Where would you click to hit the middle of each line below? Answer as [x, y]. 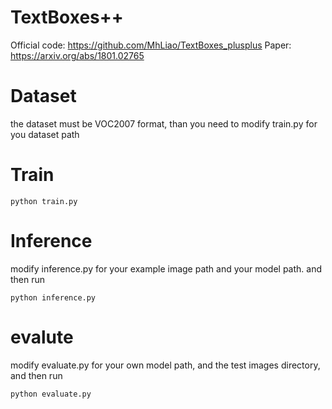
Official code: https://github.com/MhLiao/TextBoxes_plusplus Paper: [151, 45]
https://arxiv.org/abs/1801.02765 [77, 55]
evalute [42, 337]
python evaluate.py [51, 394]
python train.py [44, 201]
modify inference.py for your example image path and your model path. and [166, 268]
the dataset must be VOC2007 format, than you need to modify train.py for [164, 123]
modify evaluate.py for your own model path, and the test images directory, [165, 365]
